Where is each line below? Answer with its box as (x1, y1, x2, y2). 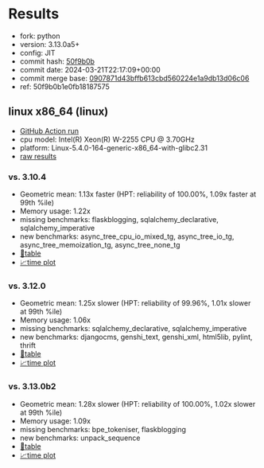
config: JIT (19, 48, 56, 57)
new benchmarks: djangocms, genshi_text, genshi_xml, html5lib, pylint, (19, 332, 253, 342)
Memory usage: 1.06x (19, 315, 91, 325)
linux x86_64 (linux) (8, 105, 109, 119)
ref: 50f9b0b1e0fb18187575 (19, 81, 110, 92)
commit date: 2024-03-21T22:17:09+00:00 (19, 64, 161, 74)
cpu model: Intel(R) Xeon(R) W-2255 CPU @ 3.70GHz (19, 135, 195, 144)
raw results (19, 151, 57, 161)
